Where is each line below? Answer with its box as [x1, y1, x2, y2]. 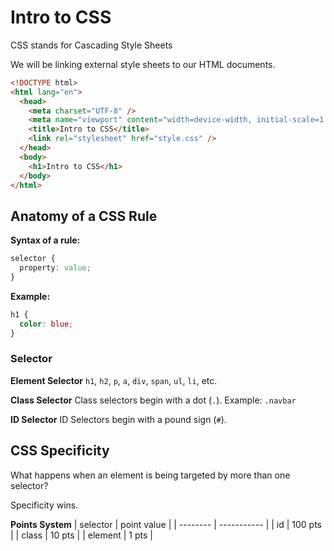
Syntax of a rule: [10, 234, 81, 246]
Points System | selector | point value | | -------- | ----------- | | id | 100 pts [10, 518, 323, 530]
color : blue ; [19, 319, 74, 329]
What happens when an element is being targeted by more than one [10, 469, 291, 481]
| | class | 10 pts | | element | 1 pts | [10, 529, 153, 541]
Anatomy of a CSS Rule [10, 207, 158, 225]
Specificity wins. [10, 499, 79, 511]
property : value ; [19, 263, 92, 273]
